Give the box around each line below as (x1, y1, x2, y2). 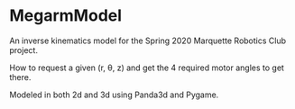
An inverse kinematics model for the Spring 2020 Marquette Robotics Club (9, 35, 287, 46)
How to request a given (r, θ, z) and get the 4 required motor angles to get (9, 62, 284, 73)
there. (9, 71, 32, 82)
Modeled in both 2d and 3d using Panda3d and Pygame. (9, 89, 219, 100)
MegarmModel (9, 5, 123, 26)
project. (9, 44, 39, 55)
